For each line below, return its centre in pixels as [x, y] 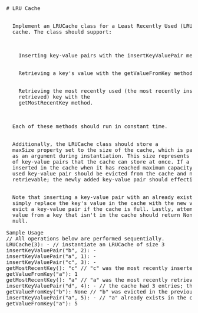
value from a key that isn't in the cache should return [96, 215]
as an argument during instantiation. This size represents [101, 156]
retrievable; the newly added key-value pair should [90, 180]
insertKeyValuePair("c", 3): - [51, 262]
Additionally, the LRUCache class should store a [85, 144]
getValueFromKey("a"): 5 [42, 304]
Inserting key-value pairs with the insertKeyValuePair [101, 56]
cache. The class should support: [62, 32]
